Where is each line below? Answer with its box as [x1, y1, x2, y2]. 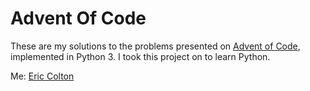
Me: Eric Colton [10, 70, 75, 82]
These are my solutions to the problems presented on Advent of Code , [10, 40, 301, 52]
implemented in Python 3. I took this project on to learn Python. [10, 50, 271, 62]
